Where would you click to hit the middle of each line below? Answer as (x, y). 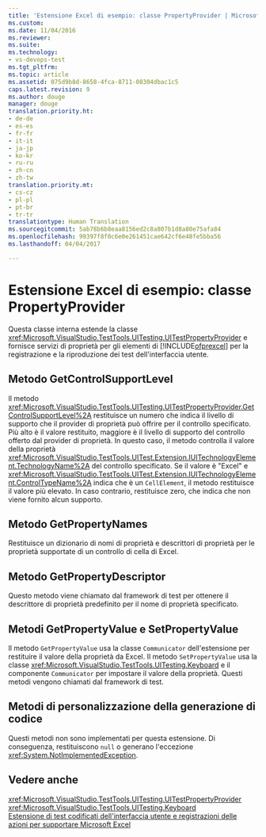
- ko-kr (21, 155)
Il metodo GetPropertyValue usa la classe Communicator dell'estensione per (129, 648)
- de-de (21, 119)
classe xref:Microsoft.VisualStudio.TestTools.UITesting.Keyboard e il (120, 665)
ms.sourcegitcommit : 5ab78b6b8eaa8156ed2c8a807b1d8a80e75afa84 (115, 229)
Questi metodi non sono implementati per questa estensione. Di (112, 738)
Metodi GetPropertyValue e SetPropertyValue (123, 629)
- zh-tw (21, 178)
